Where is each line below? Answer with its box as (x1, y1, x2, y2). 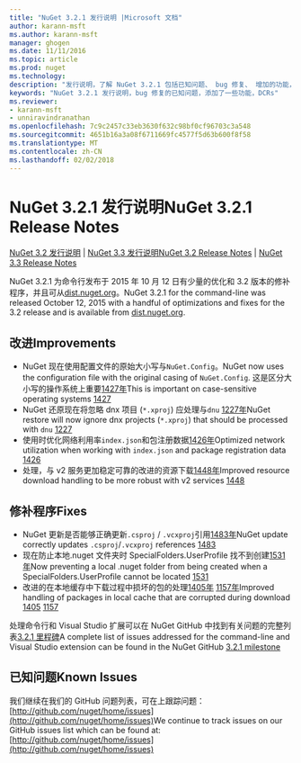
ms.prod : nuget (9, 64, 66, 73)
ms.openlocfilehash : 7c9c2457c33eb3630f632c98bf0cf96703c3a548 (9, 122, 252, 131)
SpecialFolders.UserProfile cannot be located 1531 (22, 571, 209, 582)
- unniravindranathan (9, 113, 91, 122)
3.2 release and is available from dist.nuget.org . (9, 307, 186, 318)
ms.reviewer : (9, 96, 58, 106)
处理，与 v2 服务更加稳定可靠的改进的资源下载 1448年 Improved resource (22, 465, 290, 476)
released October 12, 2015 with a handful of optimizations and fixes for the (9, 298, 286, 309)
